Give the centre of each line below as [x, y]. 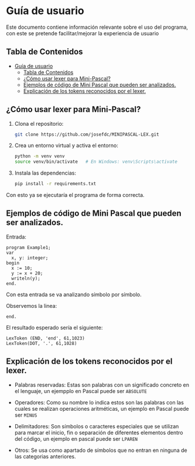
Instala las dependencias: [45, 173]
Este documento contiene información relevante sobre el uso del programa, [97, 27]
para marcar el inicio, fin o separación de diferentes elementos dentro [99, 433]
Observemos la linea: [32, 306]
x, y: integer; [30, 258]
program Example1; [28, 247]
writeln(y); [26, 278]
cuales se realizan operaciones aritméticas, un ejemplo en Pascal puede [102, 408]
